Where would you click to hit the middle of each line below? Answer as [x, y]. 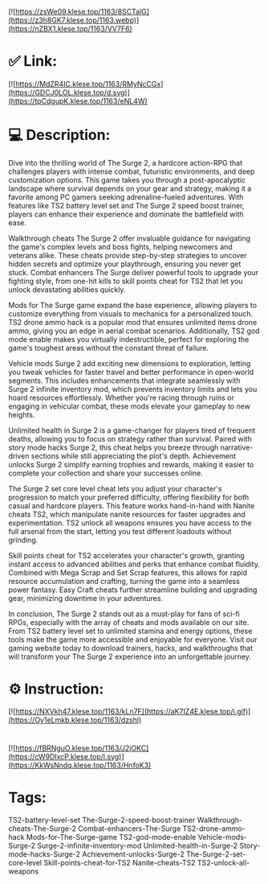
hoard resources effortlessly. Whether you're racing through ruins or [122, 397]
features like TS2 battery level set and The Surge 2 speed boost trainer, [126, 205]
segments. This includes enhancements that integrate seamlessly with [124, 380]
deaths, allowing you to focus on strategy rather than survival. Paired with [130, 438]
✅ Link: [33, 62]
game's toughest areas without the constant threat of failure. [109, 347]
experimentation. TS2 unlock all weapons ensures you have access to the [130, 523]
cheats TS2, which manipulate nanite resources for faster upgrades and [127, 514]
